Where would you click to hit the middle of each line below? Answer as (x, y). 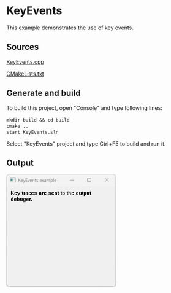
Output (20, 162)
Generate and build (44, 93)
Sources (23, 47)
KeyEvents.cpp (25, 61)
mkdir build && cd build (38, 120)
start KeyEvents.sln (33, 132)
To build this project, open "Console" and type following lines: (84, 107)
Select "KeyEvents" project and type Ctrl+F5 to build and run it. (86, 143)
